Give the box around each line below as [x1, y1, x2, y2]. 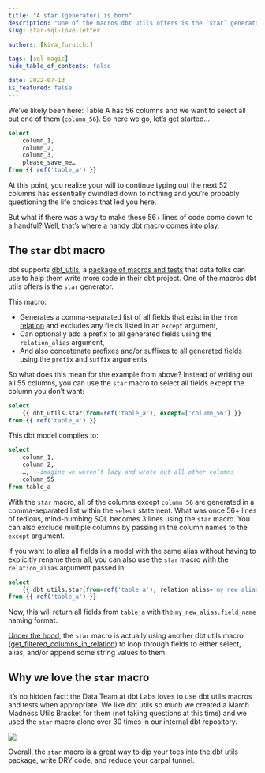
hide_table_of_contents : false [8, 63, 111, 70]
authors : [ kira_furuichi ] [8, 40, 93, 48]
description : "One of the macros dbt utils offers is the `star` [8, 19, 227, 27]
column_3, [22, 151, 55, 159]
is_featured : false [8, 84, 73, 92]
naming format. [8, 616, 58, 625]
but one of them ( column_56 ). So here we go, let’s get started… [8, 114, 211, 123]
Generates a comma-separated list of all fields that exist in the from [19, 312, 238, 321]
